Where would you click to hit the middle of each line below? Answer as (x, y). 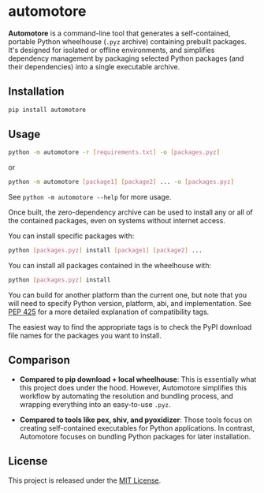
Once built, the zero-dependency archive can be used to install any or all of (131, 212)
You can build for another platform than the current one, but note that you (127, 295)
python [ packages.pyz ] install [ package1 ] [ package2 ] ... (105, 251)
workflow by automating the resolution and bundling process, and (126, 396)
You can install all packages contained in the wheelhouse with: (110, 266)
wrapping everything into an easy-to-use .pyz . (95, 404)
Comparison (39, 360)
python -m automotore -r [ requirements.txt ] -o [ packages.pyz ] (114, 152)
